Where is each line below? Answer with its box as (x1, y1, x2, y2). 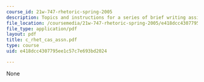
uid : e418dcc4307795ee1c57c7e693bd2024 (6, 48, 107, 54)
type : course (6, 43, 39, 49)
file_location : (6, 20, 45, 26)
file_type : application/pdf (6, 25, 78, 32)
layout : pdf (6, 31, 36, 37)
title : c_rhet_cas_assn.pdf (6, 37, 78, 43)
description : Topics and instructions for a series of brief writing (6, 14, 186, 20)
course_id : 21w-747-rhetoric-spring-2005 (6, 8, 113, 15)
